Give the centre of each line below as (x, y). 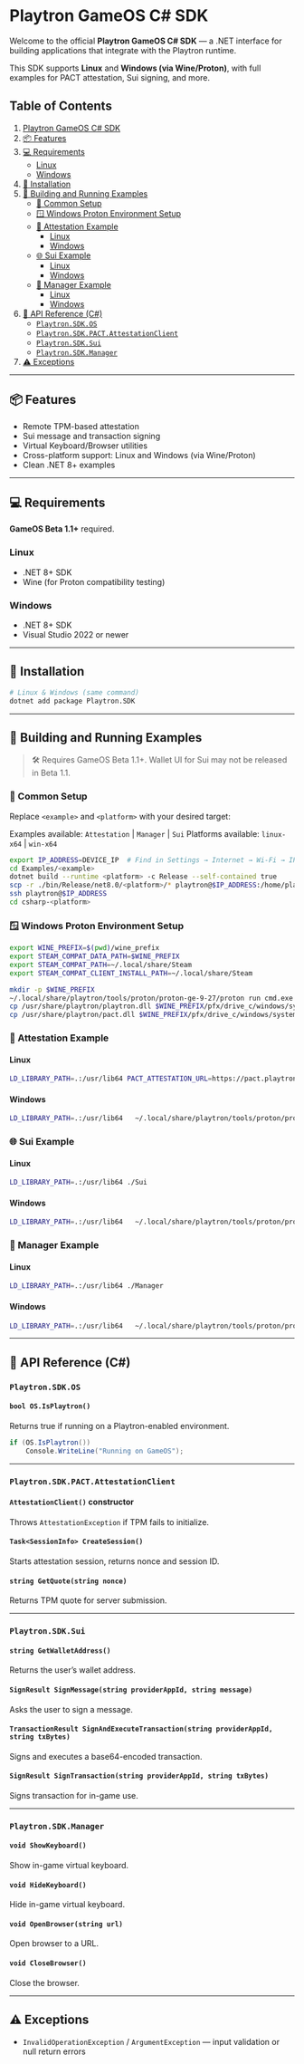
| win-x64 (41, 843)
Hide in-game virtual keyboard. (67, 1905)
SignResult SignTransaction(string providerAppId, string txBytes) (139, 1776)
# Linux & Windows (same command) (75, 692)
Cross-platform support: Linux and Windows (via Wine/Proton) (139, 455)
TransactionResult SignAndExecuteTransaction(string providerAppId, (141, 1729)
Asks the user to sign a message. (71, 1709)
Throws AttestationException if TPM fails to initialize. (109, 1522)
